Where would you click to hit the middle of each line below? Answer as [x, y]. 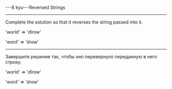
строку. [14, 62]
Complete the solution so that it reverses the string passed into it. [74, 22]
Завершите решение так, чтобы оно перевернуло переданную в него [81, 57]
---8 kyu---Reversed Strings [35, 7]
